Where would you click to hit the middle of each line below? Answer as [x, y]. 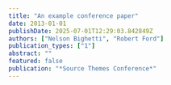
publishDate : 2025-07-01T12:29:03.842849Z [81, 31]
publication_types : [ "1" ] [52, 46]
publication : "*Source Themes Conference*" [83, 69]
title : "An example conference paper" [73, 16]
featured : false [35, 62]
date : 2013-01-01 [38, 23]
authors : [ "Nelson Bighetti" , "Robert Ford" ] [86, 38]
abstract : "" [30, 53]
